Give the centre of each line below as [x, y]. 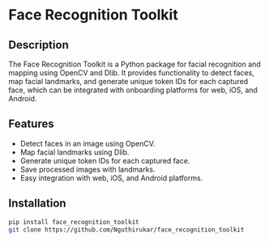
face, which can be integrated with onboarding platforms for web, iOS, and [133, 90]
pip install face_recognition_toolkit [74, 222]
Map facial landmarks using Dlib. [75, 152]
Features [31, 124]
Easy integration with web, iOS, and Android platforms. [111, 178]
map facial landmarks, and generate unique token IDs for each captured [128, 81]
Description [38, 45]
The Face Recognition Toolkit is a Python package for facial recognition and [134, 64]
